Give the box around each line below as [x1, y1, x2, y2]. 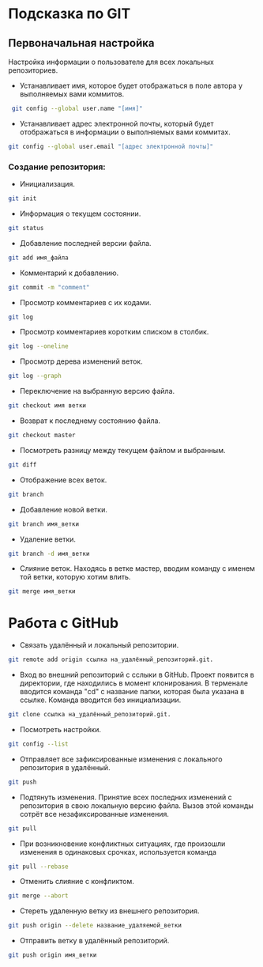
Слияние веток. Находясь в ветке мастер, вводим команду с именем [19, 564, 255, 573]
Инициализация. [19, 179, 75, 189]
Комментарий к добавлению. [19, 268, 119, 278]
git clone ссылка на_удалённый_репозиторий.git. [8, 711, 171, 719]
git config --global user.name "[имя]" [11, 104, 144, 112]
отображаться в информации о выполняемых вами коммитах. [19, 127, 231, 137]
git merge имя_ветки [8, 587, 77, 595]
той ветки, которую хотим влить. [19, 572, 131, 582]
